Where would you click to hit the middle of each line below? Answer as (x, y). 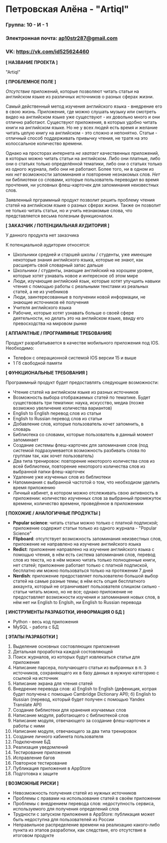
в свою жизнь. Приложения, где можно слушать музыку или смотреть (81, 112)
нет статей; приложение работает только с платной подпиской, (81, 565)
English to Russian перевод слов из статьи (57, 419)
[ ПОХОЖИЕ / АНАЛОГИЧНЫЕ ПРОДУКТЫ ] (53, 513)
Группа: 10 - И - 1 (27, 25)
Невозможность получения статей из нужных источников (75, 793)
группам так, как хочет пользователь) (53, 456)
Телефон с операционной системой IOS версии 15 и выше (75, 358)
